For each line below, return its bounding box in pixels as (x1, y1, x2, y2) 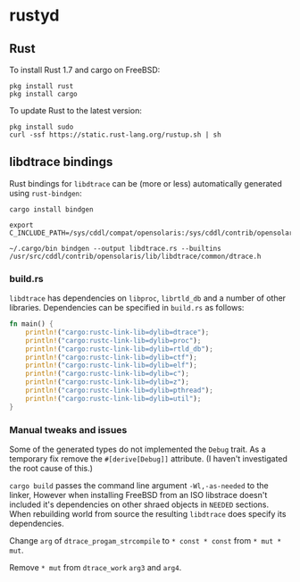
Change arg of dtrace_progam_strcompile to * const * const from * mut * (9, 536, 282, 546)
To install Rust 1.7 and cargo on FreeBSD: (9, 64, 161, 75)
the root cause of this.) (9, 463, 94, 474)
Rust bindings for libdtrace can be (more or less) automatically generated (9, 178, 283, 188)
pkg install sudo (9, 122, 74, 131)
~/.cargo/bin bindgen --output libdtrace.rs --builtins (9, 244, 221, 253)
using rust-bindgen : (9, 187, 82, 198)
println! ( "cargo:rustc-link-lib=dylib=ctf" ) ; (25, 353, 198, 362)
